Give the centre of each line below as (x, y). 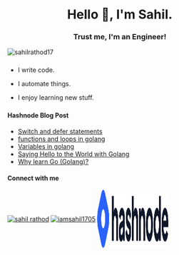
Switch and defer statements (60, 131)
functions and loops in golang (61, 139)
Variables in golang (46, 146)
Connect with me (33, 178)
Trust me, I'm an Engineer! (120, 37)
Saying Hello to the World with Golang (73, 154)
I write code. (36, 70)
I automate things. (44, 84)
